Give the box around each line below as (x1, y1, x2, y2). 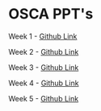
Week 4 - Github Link (8, 78, 79, 88)
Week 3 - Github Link (8, 62, 79, 72)
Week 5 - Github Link (8, 93, 79, 103)
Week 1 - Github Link (8, 31, 78, 41)
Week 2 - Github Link (8, 47, 79, 56)
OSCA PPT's (8, 5, 94, 23)
